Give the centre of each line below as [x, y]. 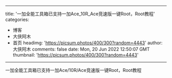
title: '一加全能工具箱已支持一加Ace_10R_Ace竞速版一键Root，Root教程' [80, 14]
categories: [17, 19]
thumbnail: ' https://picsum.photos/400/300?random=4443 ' [76, 55]
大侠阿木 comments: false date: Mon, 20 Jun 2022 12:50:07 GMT [81, 49]
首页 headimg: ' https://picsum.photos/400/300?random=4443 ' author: [88, 43]
